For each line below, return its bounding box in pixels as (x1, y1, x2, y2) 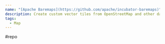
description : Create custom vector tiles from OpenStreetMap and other (5, 12, 155, 16)
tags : (5, 16, 16, 21)
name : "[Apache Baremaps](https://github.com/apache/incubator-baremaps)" (5, 7, 162, 12)
